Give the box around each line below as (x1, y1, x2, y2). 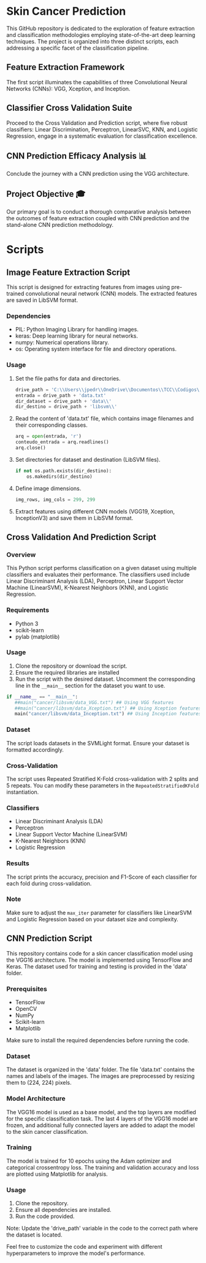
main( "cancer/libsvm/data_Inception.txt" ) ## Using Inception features (14, 711, 202, 717)
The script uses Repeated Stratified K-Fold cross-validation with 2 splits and (6, 775, 199, 782)
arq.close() (15, 445, 46, 451)
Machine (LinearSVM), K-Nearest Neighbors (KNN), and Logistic (6, 584, 169, 592)
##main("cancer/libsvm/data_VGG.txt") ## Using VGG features (14, 699, 174, 705)
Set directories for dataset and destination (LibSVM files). (15, 456, 161, 463)
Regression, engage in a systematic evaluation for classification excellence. (6, 132, 197, 140)
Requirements (6, 606, 50, 614)
